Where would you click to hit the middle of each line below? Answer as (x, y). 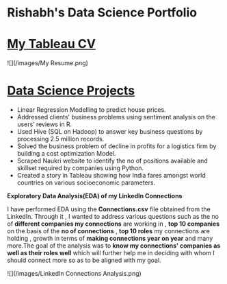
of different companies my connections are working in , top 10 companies (113, 224)
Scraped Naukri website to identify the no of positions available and (112, 161)
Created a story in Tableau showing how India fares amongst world (111, 176)
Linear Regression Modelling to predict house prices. (91, 110)
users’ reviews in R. (44, 124)
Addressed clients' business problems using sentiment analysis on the (116, 117)
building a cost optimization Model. (66, 154)
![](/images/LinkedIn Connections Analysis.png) (74, 274)
